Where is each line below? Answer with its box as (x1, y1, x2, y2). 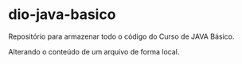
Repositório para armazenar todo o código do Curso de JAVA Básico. (8, 32, 235, 41)
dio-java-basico (8, 6, 116, 24)
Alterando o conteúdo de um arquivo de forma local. (8, 47, 180, 56)
